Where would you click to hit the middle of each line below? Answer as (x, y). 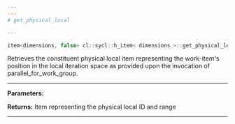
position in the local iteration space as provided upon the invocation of (109, 66)
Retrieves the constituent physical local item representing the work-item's (113, 59)
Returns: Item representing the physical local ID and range (92, 107)
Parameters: (26, 93)
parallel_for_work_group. (43, 73)
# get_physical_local (39, 20)
